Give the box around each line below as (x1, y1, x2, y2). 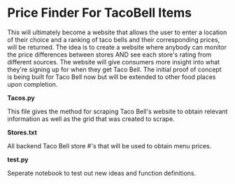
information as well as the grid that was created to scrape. (7, 114, 175, 123)
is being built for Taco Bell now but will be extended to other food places (7, 72, 216, 81)
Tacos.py (7, 93, 35, 102)
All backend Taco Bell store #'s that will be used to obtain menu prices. (7, 141, 212, 150)
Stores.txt (7, 128, 37, 136)
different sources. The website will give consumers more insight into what (7, 57, 220, 66)
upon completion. (7, 80, 58, 88)
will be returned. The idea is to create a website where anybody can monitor (7, 43, 227, 51)
